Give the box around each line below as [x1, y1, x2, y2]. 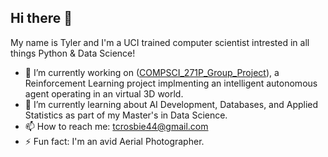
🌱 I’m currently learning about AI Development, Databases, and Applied [24, 98, 319, 110]
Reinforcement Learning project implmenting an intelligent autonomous [24, 77, 318, 89]
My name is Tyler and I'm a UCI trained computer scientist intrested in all [10, 36, 310, 48]
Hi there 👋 [10, 10, 73, 27]
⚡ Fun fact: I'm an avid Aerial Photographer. [24, 135, 205, 147]
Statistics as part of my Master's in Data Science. [24, 109, 228, 121]
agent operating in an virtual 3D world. [24, 87, 184, 100]
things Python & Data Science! [10, 47, 136, 59]
